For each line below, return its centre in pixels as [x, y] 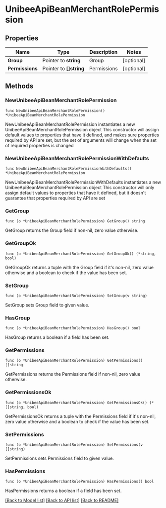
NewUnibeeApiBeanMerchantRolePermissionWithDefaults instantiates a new [83, 182]
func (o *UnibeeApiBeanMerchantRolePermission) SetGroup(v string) [76, 296]
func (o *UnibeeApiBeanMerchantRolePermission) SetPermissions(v [74, 445]
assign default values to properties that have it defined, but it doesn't [76, 193]
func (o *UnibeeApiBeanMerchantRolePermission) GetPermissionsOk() [76, 403]
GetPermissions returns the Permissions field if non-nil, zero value [73, 374]
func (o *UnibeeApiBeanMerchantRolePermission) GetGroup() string [75, 221]
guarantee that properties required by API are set [55, 198]
